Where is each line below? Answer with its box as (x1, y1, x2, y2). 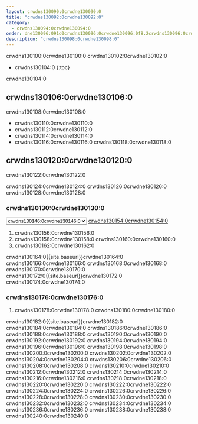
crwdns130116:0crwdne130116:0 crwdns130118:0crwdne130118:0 (14, 138, 172, 145)
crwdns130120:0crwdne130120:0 (6, 156, 133, 166)
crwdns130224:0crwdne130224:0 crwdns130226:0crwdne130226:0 (6, 387, 171, 394)
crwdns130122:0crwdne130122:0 (6, 171, 86, 178)
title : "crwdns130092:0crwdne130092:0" (6, 14, 104, 20)
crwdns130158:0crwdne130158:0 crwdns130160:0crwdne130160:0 (14, 235, 176, 242)
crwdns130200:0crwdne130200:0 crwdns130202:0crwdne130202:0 (6, 349, 172, 357)
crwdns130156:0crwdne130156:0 (14, 229, 95, 237)
